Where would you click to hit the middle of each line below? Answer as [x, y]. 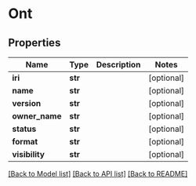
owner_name [37, 116]
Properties [34, 43]
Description [118, 65]
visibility [29, 154]
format [25, 142]
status [24, 129]
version [27, 103]
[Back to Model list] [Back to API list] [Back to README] [98, 174]
